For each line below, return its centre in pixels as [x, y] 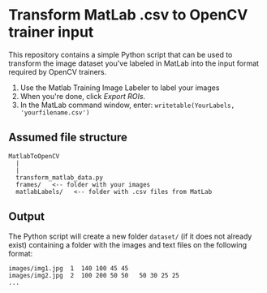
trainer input [51, 32]
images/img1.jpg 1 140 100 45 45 [69, 268]
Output [26, 217]
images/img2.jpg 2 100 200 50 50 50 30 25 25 [94, 275]
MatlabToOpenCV [34, 156]
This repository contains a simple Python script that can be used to [121, 54]
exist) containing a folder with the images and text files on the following [128, 244]
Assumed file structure [68, 138]
